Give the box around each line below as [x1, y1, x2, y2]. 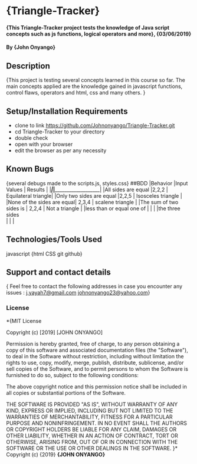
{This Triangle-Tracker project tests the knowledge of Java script [6, 24, 170, 31]
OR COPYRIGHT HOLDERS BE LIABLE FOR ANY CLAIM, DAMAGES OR [6, 426, 177, 433]
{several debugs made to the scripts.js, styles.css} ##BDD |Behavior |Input [6, 179, 188, 187]
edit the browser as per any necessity [14, 147, 107, 154]
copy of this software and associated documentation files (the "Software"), [6, 347, 189, 354]
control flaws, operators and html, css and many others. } [6, 89, 146, 96]
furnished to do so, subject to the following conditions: [6, 371, 139, 378]
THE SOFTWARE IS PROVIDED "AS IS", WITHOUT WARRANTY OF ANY [6, 400, 178, 408]
